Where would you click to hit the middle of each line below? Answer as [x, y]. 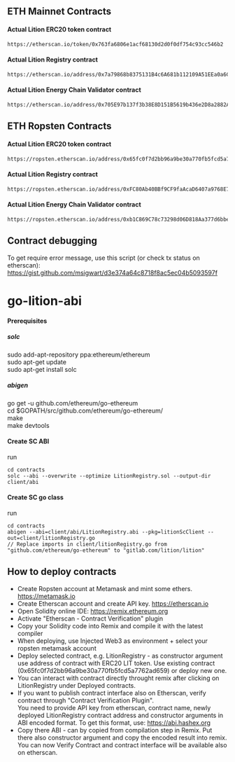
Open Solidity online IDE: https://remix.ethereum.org [93, 611]
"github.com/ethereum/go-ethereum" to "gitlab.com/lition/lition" [106, 550]
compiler [30, 633]
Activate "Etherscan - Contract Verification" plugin [90, 618]
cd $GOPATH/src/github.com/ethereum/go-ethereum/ [85, 410]
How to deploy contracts [62, 572]
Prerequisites [27, 321]
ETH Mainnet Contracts [59, 12]
